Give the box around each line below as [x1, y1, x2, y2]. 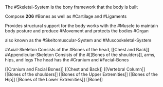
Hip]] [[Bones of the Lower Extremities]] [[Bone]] [5, 77, 103, 82]
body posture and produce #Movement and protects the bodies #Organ [5, 28, 149, 33]
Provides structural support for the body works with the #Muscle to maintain [5, 23, 158, 29]
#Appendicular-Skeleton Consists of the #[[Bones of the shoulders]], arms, [5, 52, 156, 58]
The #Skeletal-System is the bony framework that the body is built [5, 4, 138, 10]
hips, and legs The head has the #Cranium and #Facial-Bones [5, 57, 129, 62]
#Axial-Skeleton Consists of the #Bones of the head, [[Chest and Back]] [5, 47, 149, 52]
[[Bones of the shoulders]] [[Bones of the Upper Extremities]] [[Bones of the [5, 72, 158, 77]
